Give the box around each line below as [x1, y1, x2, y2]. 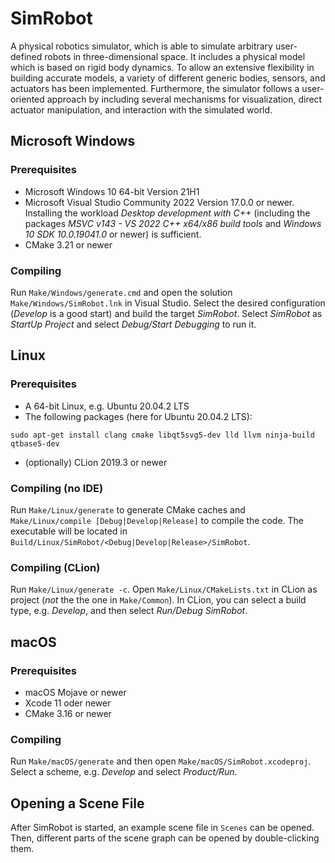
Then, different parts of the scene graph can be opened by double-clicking [10, 832, 320, 844]
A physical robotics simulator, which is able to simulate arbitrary [10, 40, 273, 52]
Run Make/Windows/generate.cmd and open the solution [10, 286, 233, 298]
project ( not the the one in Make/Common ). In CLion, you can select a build [10, 594, 307, 606]
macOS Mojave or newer [24, 686, 127, 698]
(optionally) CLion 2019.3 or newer [24, 456, 168, 468]
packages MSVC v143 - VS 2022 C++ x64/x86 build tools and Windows [24, 217, 322, 229]
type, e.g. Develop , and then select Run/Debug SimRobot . [10, 605, 248, 617]
